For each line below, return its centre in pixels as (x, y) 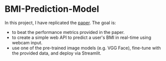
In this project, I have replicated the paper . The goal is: (60, 23)
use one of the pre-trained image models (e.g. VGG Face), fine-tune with (86, 48)
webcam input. (27, 42)
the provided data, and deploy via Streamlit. (56, 53)
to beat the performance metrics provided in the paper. (68, 32)
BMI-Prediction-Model (52, 9)
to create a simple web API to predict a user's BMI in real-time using (82, 37)
